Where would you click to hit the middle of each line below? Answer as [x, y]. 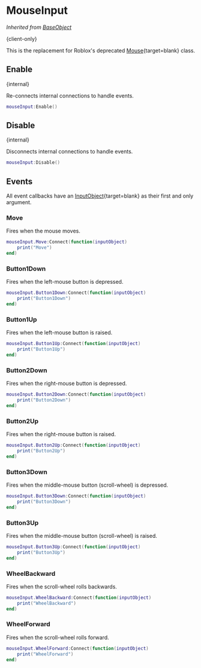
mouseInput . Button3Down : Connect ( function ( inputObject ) [76, 496]
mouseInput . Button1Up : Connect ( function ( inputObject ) [73, 344]
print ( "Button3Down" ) [44, 501]
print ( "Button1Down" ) [44, 299]
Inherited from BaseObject [39, 27]
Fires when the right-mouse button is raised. [61, 434]
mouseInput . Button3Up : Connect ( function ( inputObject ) [73, 547]
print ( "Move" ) [34, 248]
